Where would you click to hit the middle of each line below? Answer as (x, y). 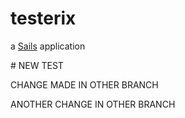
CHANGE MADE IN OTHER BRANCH (84, 84)
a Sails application (48, 46)
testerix (43, 18)
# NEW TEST (37, 65)
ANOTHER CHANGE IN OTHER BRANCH (93, 104)
